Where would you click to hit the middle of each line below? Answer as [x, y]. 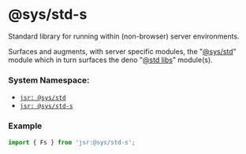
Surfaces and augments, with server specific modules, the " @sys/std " [122, 51]
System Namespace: [49, 80]
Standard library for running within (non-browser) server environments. [124, 36]
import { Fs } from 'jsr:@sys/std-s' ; [72, 142]
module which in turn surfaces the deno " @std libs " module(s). [110, 60]
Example [25, 126]
